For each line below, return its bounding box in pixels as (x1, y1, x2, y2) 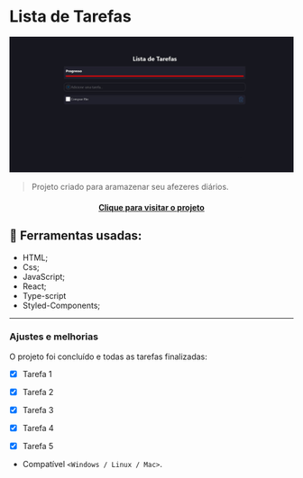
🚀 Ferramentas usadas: (9, 228, 142, 244)
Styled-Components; (22, 300, 101, 311)
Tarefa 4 (22, 423, 54, 433)
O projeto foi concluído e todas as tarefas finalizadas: (9, 351, 207, 362)
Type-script (22, 290, 67, 301)
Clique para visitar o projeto (98, 202, 205, 212)
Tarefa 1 (22, 368, 52, 379)
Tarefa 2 (22, 386, 54, 397)
